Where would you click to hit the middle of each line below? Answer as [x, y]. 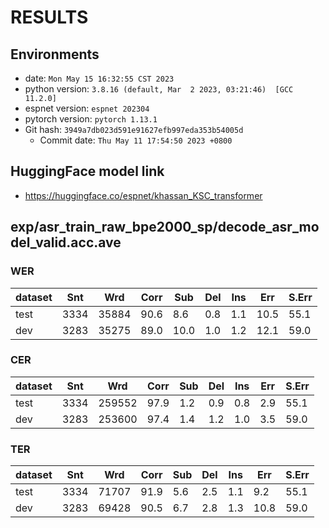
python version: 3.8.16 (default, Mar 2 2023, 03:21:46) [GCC [159, 89]
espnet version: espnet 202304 [87, 108]
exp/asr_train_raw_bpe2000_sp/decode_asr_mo [165, 227]
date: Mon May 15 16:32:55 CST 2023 [99, 78]
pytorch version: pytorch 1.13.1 [91, 119]
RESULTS [49, 17]
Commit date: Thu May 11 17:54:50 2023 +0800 [136, 140]
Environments [55, 54]
